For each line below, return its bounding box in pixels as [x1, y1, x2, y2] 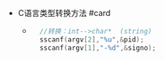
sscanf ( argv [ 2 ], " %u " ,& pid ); [39, 34, 145, 44]
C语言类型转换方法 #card [17, 8, 111, 18]
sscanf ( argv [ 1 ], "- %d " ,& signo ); [39, 43, 157, 52]
